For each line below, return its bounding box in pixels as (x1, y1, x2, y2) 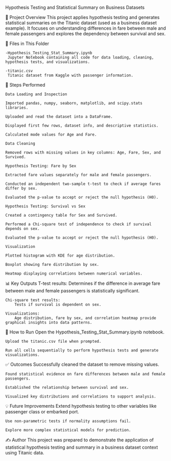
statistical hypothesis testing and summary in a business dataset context (5, 444, 158, 450)
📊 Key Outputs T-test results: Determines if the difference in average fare (5, 280, 161, 286)
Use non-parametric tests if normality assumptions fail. (5, 418, 131, 424)
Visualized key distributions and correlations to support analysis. (5, 394, 157, 399)
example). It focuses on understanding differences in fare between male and (5, 25, 166, 31)
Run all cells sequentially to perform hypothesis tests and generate (5, 348, 159, 353)
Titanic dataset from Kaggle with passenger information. (7, 73, 134, 78)
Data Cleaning (5, 141, 36, 146)
